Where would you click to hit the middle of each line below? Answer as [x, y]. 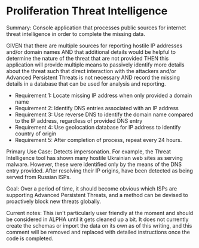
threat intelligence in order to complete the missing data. [76, 34]
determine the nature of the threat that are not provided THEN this [88, 58]
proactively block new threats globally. [54, 201]
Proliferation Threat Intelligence [87, 11]
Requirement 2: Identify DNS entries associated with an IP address [97, 108]
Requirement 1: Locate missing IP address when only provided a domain [103, 95]
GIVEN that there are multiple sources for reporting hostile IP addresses [94, 46]
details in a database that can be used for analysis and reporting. [86, 84]
